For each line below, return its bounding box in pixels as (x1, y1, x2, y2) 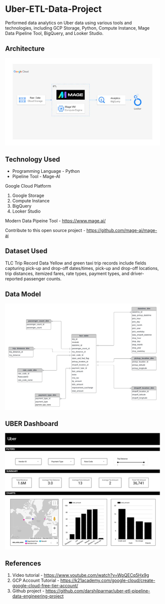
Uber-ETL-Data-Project (5, 3, 102, 15)
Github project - (12, 588, 45, 594)
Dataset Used (5, 247, 48, 255)
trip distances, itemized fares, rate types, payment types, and (5, 270, 130, 276)
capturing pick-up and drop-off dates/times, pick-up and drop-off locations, (5, 265, 159, 271)
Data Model (5, 290, 41, 299)
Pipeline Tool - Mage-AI (12, 174, 60, 180)
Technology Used (5, 155, 60, 163)
